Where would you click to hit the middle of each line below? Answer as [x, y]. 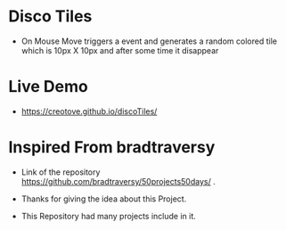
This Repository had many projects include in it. [109, 216]
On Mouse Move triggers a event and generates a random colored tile [149, 41]
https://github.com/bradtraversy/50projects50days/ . [118, 181]
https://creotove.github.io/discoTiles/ [89, 111]
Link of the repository [61, 172]
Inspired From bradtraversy [112, 148]
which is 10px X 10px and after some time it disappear [120, 50]
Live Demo [48, 87]
